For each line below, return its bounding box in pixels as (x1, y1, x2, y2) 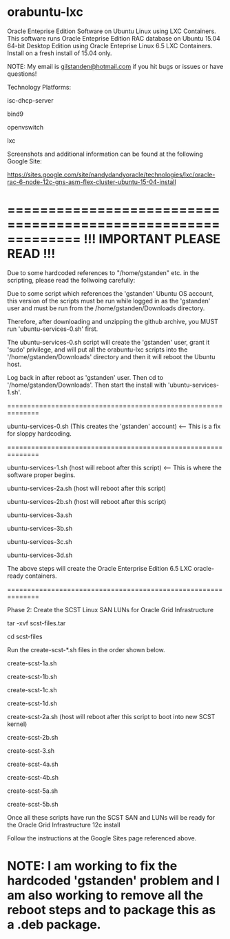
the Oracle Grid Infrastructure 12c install (7, 820, 121, 829)
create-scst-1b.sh (7, 672, 57, 680)
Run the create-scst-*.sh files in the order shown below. (7, 645, 165, 654)
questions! (7, 70, 37, 78)
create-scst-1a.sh (7, 659, 57, 667)
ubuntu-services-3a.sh (7, 511, 72, 519)
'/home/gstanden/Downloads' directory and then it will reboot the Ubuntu (7, 352, 216, 361)
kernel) (7, 720, 28, 728)
